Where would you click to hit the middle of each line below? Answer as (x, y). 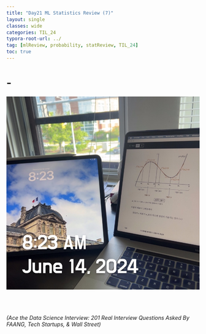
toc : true (19, 52)
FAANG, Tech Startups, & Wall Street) (54, 324)
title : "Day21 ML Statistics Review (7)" (60, 13)
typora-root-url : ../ (34, 39)
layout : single (26, 19)
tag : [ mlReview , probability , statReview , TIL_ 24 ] (72, 45)
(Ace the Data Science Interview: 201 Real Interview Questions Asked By (98, 317)
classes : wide (25, 26)
